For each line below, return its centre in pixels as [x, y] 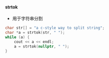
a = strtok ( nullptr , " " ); [42, 46]
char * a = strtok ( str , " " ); [35, 33]
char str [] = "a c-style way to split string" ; [55, 28]
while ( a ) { [17, 37]
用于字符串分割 [27, 19]
